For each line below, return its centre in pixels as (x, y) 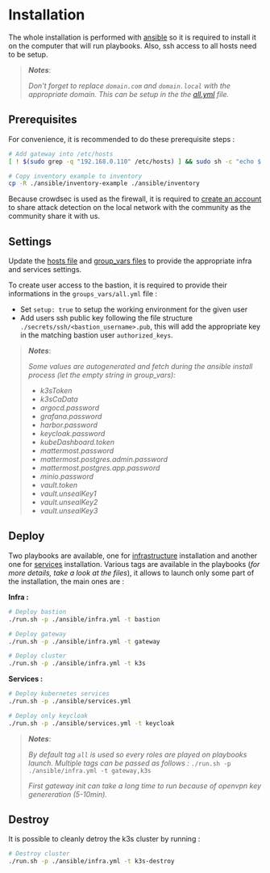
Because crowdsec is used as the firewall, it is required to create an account (135, 199)
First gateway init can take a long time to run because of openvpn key (145, 786)
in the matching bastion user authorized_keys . (96, 335)
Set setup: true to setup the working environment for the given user (134, 309)
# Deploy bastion (37, 611)
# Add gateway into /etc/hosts (61, 154)
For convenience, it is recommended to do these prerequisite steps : (122, 139)
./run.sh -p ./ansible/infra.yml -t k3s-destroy (91, 862)
